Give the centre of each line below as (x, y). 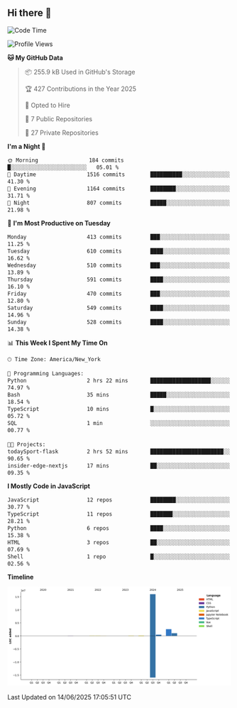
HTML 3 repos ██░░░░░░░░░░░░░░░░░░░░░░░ (119, 542)
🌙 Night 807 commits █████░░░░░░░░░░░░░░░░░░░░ (119, 203)
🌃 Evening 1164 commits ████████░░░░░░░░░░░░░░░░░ (119, 189)
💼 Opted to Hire (48, 105)
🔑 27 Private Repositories (62, 133)
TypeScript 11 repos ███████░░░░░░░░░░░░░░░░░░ (119, 514)
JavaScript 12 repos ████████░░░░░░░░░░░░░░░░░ (119, 500)
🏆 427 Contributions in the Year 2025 (81, 89)
